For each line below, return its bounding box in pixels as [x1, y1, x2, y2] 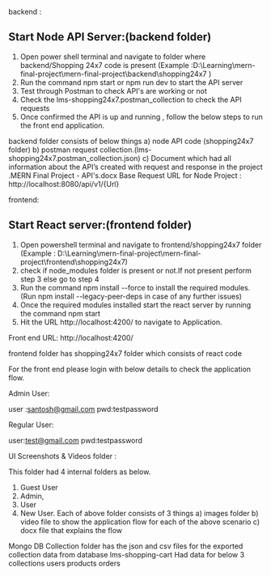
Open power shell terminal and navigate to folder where [19, 52, 206, 61]
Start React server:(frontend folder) [8, 218, 193, 232]
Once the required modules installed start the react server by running [19, 299, 252, 310]
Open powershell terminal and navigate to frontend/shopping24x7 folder [19, 239, 262, 249]
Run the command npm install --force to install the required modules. [19, 282, 251, 292]
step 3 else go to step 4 [19, 274, 100, 284]
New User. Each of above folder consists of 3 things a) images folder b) [19, 508, 259, 518]
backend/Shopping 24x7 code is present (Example [19, 60, 189, 70]
